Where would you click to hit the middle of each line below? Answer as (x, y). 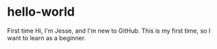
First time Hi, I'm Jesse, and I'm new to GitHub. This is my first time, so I (109, 31)
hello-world (41, 12)
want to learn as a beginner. (46, 37)
